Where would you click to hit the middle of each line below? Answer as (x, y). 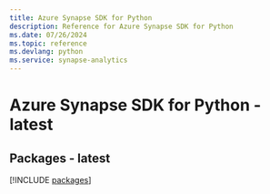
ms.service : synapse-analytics (69, 60)
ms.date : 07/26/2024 (49, 35)
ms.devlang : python (46, 52)
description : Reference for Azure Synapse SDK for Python (121, 26)
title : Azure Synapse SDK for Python (81, 18)
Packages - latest (60, 158)
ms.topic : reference (49, 43)
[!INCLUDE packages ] (50, 180)
